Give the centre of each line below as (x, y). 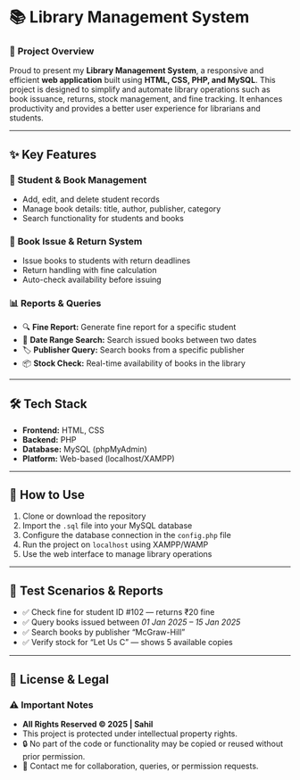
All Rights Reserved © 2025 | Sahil (87, 724)
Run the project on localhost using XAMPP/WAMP (115, 544)
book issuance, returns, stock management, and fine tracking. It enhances (146, 99)
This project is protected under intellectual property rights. (130, 734)
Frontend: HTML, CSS (63, 430)
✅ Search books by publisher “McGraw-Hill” (104, 632)
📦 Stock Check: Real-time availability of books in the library (133, 363)
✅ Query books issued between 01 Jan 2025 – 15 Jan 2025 (131, 622)
